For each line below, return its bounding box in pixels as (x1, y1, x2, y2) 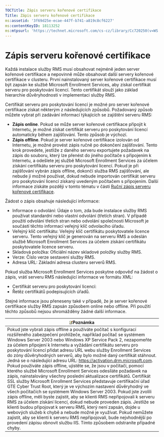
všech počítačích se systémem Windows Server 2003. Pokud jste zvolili (7, 388, 152, 395)
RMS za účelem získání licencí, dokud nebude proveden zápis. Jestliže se (7, 399, 155, 405)
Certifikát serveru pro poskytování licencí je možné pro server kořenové (5, 101, 150, 107)
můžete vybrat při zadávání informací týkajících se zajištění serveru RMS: (5, 112, 153, 118)
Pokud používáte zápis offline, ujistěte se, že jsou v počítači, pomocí (7, 362, 144, 368)
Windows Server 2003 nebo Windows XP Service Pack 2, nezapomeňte (7, 337, 152, 342)
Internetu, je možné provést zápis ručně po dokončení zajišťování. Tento (12, 142, 158, 148)
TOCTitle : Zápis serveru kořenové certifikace (5, 8, 102, 13)
